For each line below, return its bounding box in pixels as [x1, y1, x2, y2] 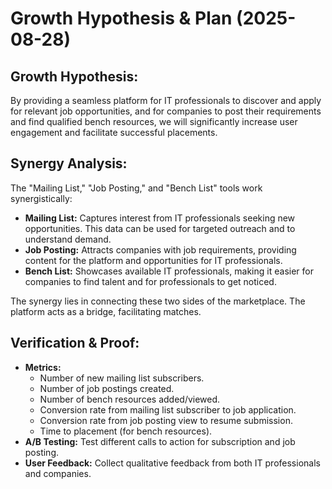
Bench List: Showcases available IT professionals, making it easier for [24, 265, 314, 277]
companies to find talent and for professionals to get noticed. [24, 275, 277, 287]
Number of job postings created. [39, 382, 175, 394]
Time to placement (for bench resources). [39, 425, 213, 437]
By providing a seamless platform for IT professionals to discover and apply [10, 95, 322, 106]
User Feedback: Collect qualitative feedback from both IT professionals [24, 457, 321, 469]
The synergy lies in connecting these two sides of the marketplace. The [10, 295, 306, 307]
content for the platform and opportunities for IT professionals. [24, 254, 283, 266]
